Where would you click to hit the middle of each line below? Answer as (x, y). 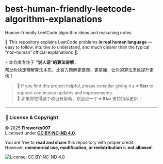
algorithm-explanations (54, 19)
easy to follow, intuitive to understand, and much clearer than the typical (77, 47)
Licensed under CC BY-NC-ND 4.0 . (41, 133)
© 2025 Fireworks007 (28, 128)
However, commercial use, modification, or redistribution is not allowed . (79, 148)
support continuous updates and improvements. (65, 92)
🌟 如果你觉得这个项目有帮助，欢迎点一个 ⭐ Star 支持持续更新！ (80, 98)
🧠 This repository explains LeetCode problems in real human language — (79, 42)
